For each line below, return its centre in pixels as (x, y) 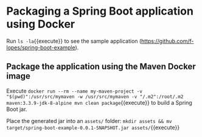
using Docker (41, 24)
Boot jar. (17, 109)
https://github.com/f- (167, 41)
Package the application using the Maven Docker (101, 67)
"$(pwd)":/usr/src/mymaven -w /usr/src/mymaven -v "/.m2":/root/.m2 (95, 97)
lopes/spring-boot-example (41, 47)
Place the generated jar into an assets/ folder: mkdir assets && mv (89, 121)
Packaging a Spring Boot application (100, 11)
